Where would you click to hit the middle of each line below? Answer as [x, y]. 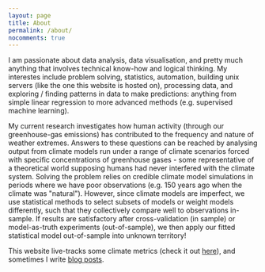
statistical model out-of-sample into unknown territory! [97, 236]
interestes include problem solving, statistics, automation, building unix [124, 77]
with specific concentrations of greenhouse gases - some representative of [131, 160]
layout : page [30, 15]
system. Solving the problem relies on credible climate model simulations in [131, 177]
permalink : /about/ [40, 30]
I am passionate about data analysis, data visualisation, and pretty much [126, 60]
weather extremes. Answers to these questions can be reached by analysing [133, 143]
